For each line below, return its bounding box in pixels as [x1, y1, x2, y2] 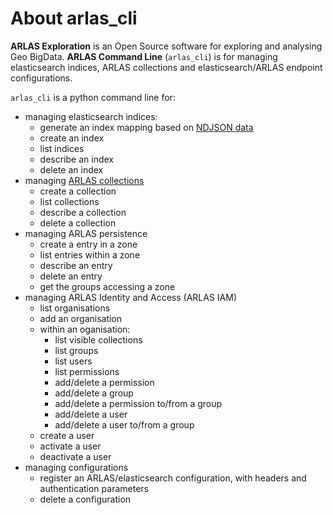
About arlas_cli [10, 7, 138, 30]
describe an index [39, 153, 114, 165]
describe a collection [39, 206, 127, 218]
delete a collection [39, 217, 117, 229]
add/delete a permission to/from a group [54, 397, 223, 409]
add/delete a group [54, 387, 134, 399]
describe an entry [39, 259, 113, 271]
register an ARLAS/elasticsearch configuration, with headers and [39, 472, 307, 484]
